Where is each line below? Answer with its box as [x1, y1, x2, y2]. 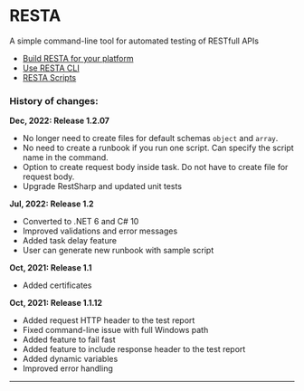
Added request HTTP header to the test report [22, 315, 195, 326]
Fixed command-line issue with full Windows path [22, 325, 209, 336]
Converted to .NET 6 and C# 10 [22, 216, 139, 227]
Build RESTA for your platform [22, 52, 134, 63]
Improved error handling [22, 363, 113, 374]
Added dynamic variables [22, 354, 119, 365]
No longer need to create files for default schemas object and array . [22, 133, 279, 144]
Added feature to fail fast [22, 334, 116, 345]
